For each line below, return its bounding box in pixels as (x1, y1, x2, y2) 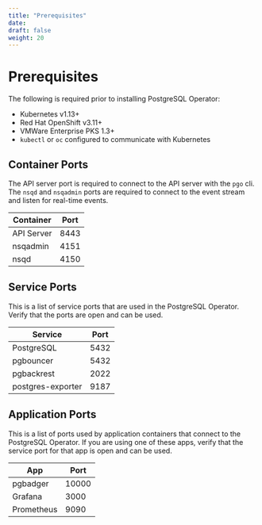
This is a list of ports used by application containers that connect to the (8, 429, 241, 439)
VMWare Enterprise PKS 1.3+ (19, 126, 115, 136)
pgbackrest (12, 368, 56, 379)
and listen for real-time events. (8, 196, 109, 205)
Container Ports (8, 158, 89, 171)
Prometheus (12, 504, 58, 515)
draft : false (8, 26, 52, 34)
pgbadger (12, 477, 49, 489)
